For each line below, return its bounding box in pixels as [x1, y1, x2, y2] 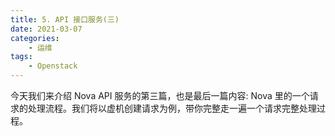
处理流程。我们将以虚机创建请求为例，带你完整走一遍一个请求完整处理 [27, 102, 317, 114]
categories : [10, 33, 60, 43]
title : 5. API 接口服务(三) [10, 14, 120, 25]
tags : [10, 52, 33, 62]
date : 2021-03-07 [10, 24, 83, 34]
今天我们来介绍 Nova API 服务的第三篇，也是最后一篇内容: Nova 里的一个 [10, 90, 310, 101]
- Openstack [28, 61, 78, 71]
